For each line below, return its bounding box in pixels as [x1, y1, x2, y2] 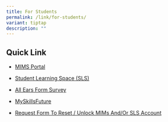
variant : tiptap [6, 20, 46, 26]
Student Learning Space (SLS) [14, 75, 89, 82]
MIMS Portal [14, 63, 46, 70]
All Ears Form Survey [14, 86, 67, 93]
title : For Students [6, 8, 58, 15]
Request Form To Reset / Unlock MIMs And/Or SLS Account [14, 110, 162, 117]
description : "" [6, 25, 46, 32]
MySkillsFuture [14, 98, 52, 105]
